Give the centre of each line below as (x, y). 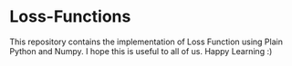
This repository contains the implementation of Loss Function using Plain (146, 42)
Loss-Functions (70, 17)
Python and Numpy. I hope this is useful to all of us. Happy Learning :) (141, 51)
